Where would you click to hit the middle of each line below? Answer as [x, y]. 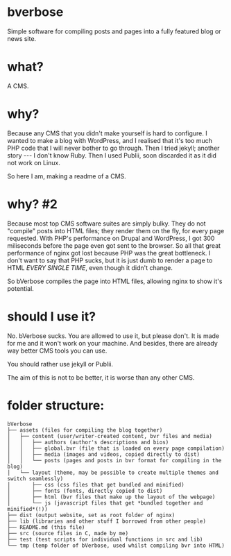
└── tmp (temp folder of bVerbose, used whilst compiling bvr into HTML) [116, 546]
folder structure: [56, 405]
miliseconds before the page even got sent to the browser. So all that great [114, 245]
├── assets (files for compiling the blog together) [85, 430]
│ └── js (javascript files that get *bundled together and [105, 503]
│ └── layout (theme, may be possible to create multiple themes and [113, 473]
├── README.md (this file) [46, 527]
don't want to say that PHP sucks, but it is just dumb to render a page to [110, 260]
